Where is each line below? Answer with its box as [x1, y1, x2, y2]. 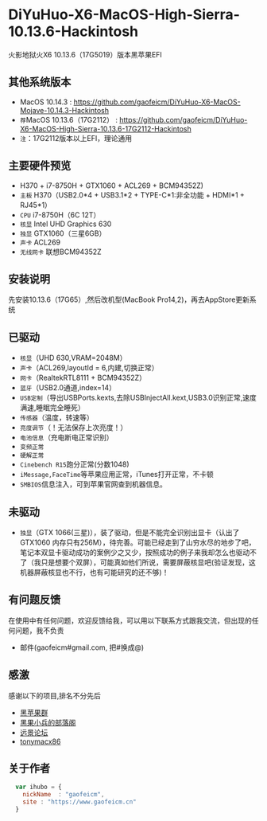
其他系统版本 [8, 76, 72, 89]
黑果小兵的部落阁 [19, 717, 76, 727]
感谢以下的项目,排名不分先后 [8, 690, 102, 700]
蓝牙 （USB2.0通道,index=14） [19, 383, 117, 393]
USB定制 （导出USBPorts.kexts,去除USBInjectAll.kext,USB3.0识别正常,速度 [19, 393, 257, 403]
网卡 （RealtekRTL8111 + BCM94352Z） [19, 373, 147, 383]
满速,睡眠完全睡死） [19, 403, 85, 412]
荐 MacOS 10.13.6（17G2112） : [19, 115, 118, 124]
